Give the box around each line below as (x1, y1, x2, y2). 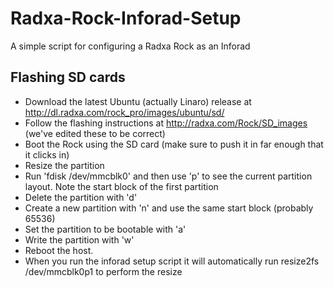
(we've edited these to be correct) (24, 127, 166, 139)
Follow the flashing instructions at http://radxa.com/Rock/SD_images (24, 117, 308, 129)
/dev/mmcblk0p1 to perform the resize (24, 265, 183, 277)
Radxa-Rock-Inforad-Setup (10, 7, 242, 30)
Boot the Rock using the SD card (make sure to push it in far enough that (24, 138, 324, 150)
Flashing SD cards (10, 69, 126, 86)
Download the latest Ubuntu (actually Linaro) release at (24, 95, 252, 107)
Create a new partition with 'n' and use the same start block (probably (24, 202, 314, 214)
